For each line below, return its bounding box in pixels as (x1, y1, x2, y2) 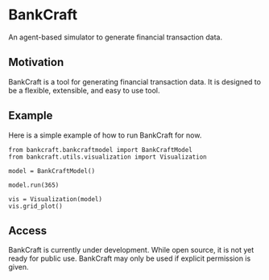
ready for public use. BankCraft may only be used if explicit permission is (8, 253, 251, 263)
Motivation (8, 56, 64, 69)
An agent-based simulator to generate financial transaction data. (8, 32, 223, 42)
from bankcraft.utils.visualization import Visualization (8, 153, 207, 161)
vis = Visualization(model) (8, 195, 103, 203)
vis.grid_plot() (8, 202, 63, 210)
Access (8, 224, 47, 237)
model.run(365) (8, 181, 60, 189)
